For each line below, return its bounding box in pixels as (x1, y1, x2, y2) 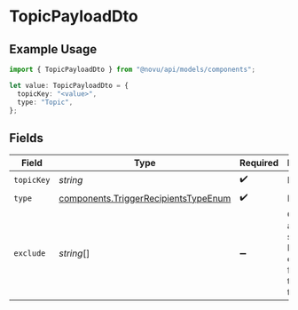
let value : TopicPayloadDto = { (9, 81, 129, 90)
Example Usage (9, 42, 98, 57)
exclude (13, 249, 46, 258)
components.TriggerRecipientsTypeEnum (59, 192, 231, 204)
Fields (9, 131, 44, 146)
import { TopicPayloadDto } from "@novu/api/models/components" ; (9, 65, 255, 74)
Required (239, 157, 279, 170)
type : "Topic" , (17, 98, 74, 107)
